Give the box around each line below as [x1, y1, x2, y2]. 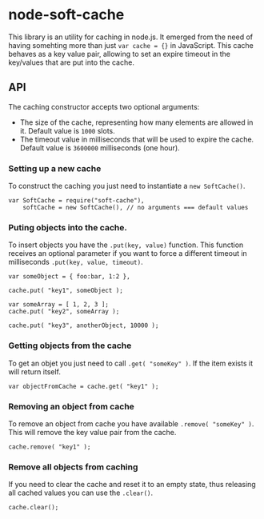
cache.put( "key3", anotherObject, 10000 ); [8, 321, 159, 329]
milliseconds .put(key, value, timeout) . [8, 258, 143, 267]
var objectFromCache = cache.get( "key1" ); [8, 382, 159, 390]
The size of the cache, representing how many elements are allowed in [19, 118, 254, 127]
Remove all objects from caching [8, 461, 138, 473]
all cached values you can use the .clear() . [8, 488, 154, 497]
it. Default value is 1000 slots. [19, 126, 115, 135]
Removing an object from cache [8, 401, 134, 412]
